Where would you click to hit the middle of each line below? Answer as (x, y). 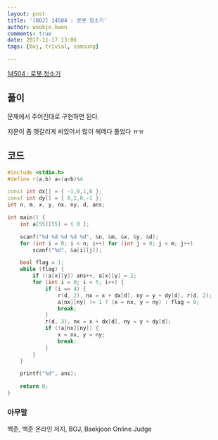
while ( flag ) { (42, 269)
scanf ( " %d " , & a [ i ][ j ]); (67, 250)
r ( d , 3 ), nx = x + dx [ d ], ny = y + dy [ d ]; (108, 322)
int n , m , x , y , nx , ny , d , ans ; (56, 205)
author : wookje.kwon (38, 27)
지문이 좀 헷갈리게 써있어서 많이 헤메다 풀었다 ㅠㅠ (76, 131)
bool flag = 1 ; (42, 263)
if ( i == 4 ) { (65, 289)
